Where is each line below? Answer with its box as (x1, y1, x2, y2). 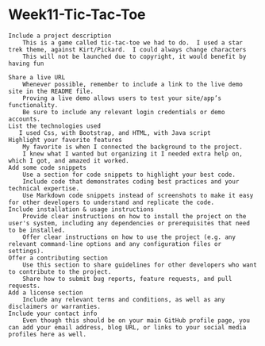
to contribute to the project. (8, 267, 112, 275)
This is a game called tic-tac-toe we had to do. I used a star (22, 38, 244, 47)
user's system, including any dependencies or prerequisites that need (8, 219, 250, 227)
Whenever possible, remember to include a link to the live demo (22, 80, 244, 88)
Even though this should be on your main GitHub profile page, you (22, 316, 250, 325)
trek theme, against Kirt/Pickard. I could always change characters (8, 45, 247, 53)
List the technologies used (8, 121, 102, 130)
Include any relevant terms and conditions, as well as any (22, 295, 225, 303)
